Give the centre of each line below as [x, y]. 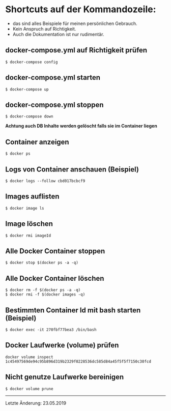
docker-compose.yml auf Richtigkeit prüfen [76, 50]
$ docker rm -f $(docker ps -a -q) [43, 290]
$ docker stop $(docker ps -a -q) [42, 263]
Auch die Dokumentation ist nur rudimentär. [58, 34]
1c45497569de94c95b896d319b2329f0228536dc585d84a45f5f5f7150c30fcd [78, 361]
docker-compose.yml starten [53, 78]
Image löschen [29, 224]
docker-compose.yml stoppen [54, 105]
